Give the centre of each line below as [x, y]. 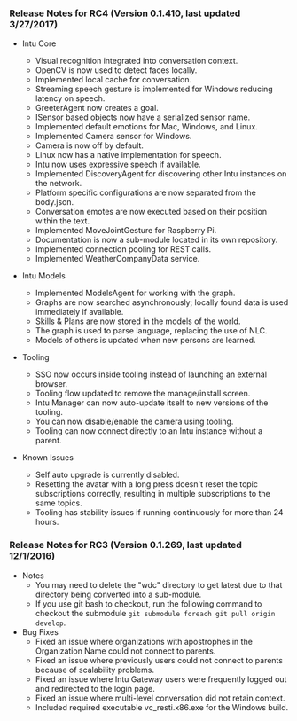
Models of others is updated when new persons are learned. [145, 341]
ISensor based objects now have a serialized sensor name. [143, 117]
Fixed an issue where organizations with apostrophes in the [144, 641]
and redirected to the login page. [95, 688]
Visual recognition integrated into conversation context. [137, 61]
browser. [51, 384]
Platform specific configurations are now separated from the [146, 192]
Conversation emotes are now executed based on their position [151, 212]
